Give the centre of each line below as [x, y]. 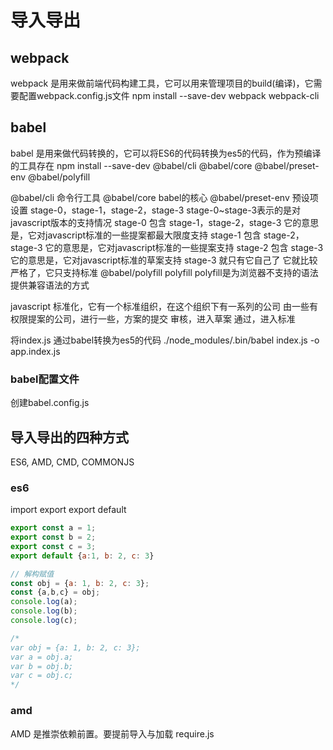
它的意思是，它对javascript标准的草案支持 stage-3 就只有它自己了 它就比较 [164, 260]
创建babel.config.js [50, 403]
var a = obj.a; [42, 657]
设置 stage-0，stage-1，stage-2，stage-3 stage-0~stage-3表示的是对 [156, 210]
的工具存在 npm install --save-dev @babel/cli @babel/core [131, 165]
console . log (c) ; [44, 621]
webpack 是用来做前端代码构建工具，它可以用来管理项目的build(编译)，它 [162, 83]
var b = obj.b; [42, 666]
